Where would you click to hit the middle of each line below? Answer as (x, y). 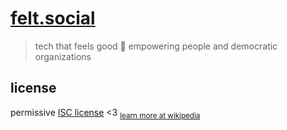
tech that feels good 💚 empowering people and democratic (156, 46)
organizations (63, 56)
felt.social (53, 18)
